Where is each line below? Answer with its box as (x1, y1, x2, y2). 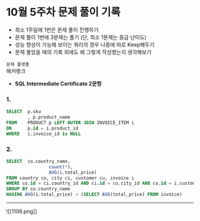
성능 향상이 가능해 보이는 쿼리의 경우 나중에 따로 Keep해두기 (14, 41, 155, 48)
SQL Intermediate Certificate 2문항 (14, 80, 102, 87)
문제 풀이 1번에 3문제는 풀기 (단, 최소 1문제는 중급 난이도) (14, 33, 147, 40)
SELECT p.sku (6, 109, 42, 115)
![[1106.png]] (6, 208, 37, 215)
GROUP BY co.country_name (6, 186, 70, 192)
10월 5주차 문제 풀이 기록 (6, 5, 121, 19)
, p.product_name (27, 114, 70, 121)
